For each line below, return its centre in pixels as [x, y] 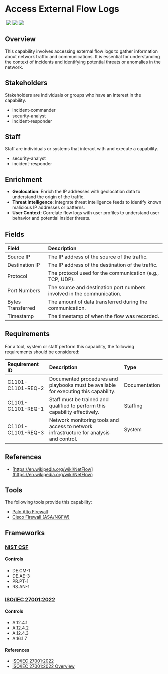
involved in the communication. [85, 294]
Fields [15, 234]
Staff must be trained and [79, 399]
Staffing [133, 406]
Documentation [142, 385]
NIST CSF [17, 547]
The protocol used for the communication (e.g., [103, 273]
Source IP [19, 257]
